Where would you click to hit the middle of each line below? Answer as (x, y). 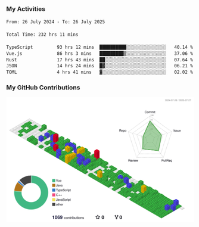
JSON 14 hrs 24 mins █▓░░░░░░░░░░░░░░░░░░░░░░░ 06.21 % (100, 66)
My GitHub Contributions (43, 88)
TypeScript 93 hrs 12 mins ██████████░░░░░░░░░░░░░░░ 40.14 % (100, 47)
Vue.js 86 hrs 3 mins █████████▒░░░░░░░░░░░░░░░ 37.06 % (100, 53)
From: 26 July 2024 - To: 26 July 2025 (56, 22)
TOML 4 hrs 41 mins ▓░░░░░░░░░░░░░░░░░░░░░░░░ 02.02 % (100, 72)
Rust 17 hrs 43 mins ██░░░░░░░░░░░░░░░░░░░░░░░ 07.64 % (100, 60)
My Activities (26, 9)
